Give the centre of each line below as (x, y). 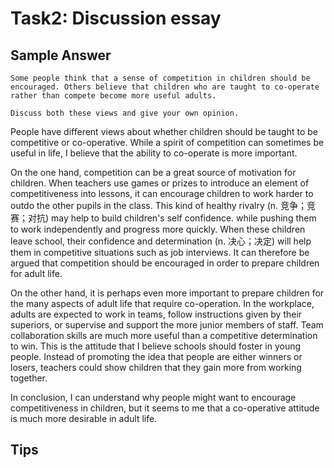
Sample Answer (61, 55)
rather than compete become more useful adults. (113, 96)
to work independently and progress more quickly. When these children (158, 229)
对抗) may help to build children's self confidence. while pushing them (172, 218)
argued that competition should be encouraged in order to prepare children (165, 263)
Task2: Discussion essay (116, 18)
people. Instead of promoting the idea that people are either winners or (156, 356)
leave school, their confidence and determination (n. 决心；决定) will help (161, 241)
